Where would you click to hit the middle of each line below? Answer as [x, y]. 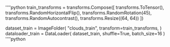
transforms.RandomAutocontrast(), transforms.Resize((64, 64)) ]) [74, 18]
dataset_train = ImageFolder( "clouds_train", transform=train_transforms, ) [83, 28]
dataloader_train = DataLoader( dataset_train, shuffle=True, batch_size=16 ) [85, 33]
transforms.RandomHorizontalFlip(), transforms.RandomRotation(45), [79, 13]
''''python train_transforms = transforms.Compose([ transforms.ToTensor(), [85, 7]
